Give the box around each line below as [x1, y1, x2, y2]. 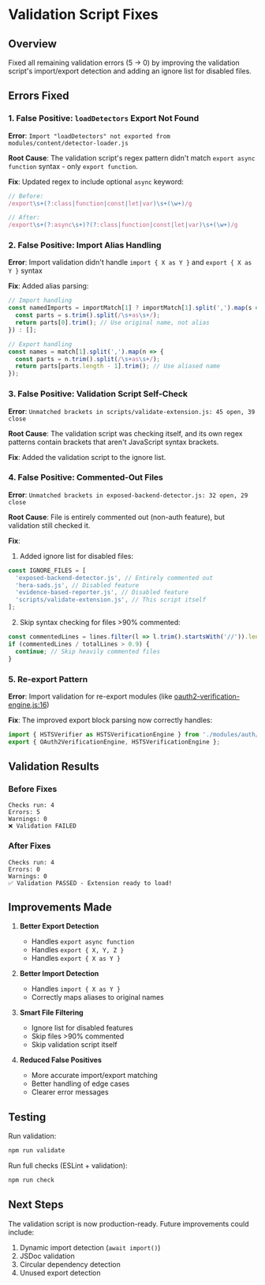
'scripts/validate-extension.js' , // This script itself [15, 596, 207, 604]
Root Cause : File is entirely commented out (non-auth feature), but [8, 512, 226, 522]
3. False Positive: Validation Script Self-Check [8, 389, 188, 400]
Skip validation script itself [31, 1040, 118, 1049]
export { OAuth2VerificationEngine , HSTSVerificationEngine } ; [8, 737, 221, 746]
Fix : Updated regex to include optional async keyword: [8, 176, 184, 187]
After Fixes [8, 840, 51, 851]
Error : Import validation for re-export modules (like [8, 691, 173, 701]
